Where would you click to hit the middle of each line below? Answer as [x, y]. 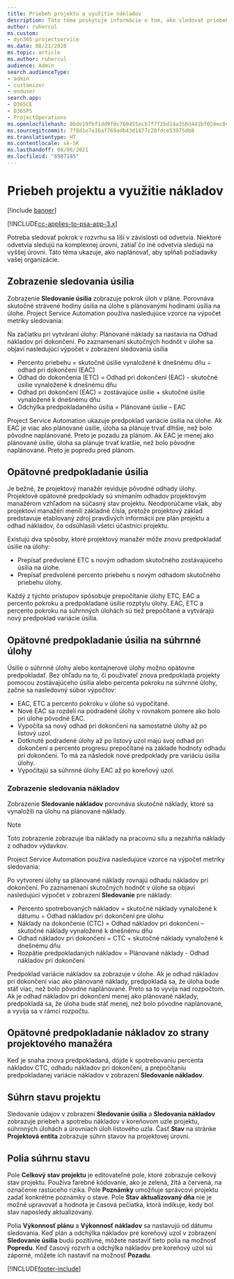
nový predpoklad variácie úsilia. [53, 618]
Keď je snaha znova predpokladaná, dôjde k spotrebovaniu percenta [106, 1061]
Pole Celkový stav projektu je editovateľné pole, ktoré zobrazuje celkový [112, 1175]
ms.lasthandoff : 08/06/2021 [48, 150]
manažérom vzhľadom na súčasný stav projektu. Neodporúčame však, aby [115, 504]
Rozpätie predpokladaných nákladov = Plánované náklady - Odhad [113, 952]
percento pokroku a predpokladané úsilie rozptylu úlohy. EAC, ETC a [105, 604]
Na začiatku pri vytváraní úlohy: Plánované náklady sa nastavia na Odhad [112, 334]
